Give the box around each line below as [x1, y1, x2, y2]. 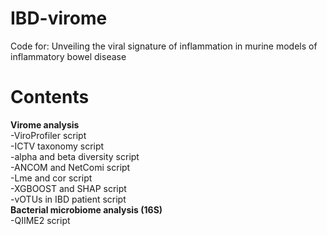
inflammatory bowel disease [10, 50, 127, 62]
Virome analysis [10, 118, 80, 131]
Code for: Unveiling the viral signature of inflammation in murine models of [10, 40, 318, 52]
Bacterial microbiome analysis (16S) [10, 203, 163, 216]
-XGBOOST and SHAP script [10, 182, 127, 194]
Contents [10, 86, 90, 109]
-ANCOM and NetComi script [10, 161, 131, 173]
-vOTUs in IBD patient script [10, 193, 127, 205]
